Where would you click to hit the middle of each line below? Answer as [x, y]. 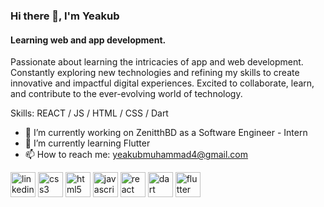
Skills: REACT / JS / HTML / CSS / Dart [89, 113]
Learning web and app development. [88, 40]
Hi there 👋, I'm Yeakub [65, 16]
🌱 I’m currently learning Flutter [87, 143]
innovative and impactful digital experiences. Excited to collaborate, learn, [162, 83]
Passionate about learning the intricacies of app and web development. [157, 62]
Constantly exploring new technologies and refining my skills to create [155, 73]
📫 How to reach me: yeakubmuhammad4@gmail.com [136, 155]
